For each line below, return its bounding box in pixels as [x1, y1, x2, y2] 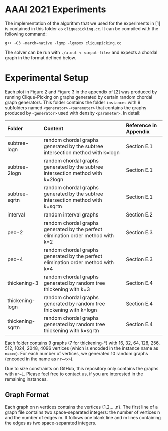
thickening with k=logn [43, 306, 97, 313]
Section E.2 [126, 211, 153, 218]
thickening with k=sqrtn [43, 327, 99, 334]
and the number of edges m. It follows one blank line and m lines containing [5, 414, 161, 420]
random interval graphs [43, 211, 99, 218]
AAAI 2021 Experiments [5, 4, 106, 15]
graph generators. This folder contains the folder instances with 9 [5, 99, 141, 105]
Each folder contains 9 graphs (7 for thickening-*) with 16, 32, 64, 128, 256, [5, 340, 160, 346]
